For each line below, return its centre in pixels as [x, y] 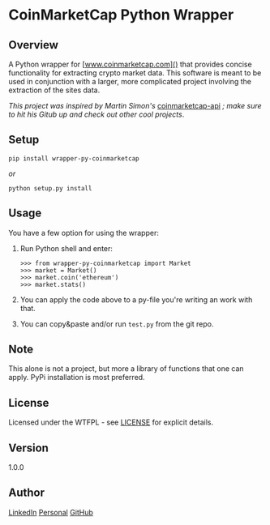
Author [26, 493]
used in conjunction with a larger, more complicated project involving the [130, 81]
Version [28, 448]
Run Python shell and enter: [66, 248]
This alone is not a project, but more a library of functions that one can [126, 369]
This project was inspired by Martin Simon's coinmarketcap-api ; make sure [135, 106]
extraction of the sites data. [54, 90]
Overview [34, 45]
